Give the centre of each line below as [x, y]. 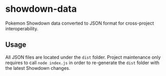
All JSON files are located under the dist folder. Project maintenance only [83, 57]
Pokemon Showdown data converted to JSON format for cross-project [80, 23]
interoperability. [22, 28]
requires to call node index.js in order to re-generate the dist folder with [82, 63]
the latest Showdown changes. [38, 68]
